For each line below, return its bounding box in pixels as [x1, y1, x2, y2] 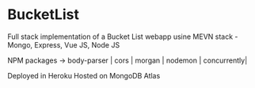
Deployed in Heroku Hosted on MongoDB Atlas [7, 71, 161, 80]
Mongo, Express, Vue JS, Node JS [7, 40, 120, 49]
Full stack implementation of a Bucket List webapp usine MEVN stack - [7, 32, 238, 41]
